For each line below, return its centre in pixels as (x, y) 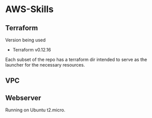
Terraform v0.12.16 (32, 50)
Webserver (23, 98)
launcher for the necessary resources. (45, 65)
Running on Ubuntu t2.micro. (35, 110)
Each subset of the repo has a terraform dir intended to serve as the (76, 60)
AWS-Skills (30, 9)
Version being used (26, 40)
